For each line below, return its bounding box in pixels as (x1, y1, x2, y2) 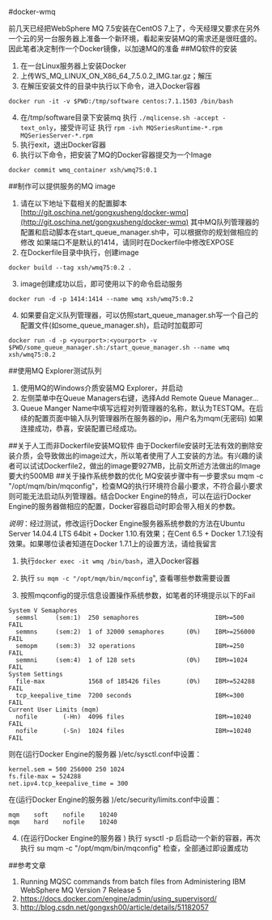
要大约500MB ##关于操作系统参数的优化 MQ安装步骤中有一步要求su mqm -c (8, 471, 264, 481)
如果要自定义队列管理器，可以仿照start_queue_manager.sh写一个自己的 (19, 311, 259, 320)
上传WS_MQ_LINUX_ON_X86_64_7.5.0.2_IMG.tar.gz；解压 (19, 71, 213, 80)
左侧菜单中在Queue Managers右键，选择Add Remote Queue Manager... (19, 393, 259, 403)
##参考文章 (8, 861, 46, 870)
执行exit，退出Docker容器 (19, 140, 107, 149)
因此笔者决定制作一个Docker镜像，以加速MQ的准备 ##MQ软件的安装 (8, 44, 237, 53)
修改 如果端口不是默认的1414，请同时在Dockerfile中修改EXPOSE (19, 238, 235, 247)
